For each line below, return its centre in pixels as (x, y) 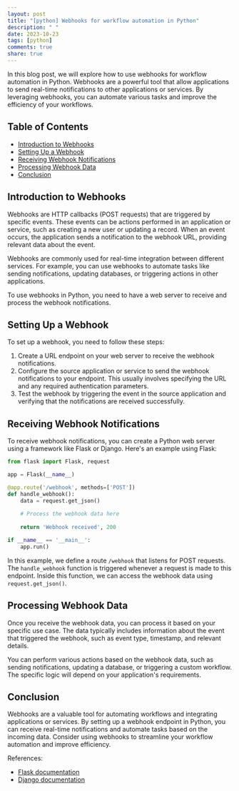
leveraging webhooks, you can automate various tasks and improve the (112, 96)
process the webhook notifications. (59, 302)
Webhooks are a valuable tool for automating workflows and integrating (112, 714)
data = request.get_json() (60, 500)
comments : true (30, 47)
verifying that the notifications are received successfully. (101, 401)
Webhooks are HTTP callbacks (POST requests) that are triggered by (109, 214)
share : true (25, 54)
